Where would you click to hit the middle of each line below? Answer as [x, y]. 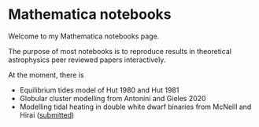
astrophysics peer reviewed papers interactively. [87, 60]
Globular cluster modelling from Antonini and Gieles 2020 [113, 98]
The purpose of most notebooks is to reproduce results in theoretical [120, 51]
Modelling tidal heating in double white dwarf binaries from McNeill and [135, 107]
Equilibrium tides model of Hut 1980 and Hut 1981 [99, 90]
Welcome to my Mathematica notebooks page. [84, 36]
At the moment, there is [46, 74]
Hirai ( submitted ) [47, 114]
